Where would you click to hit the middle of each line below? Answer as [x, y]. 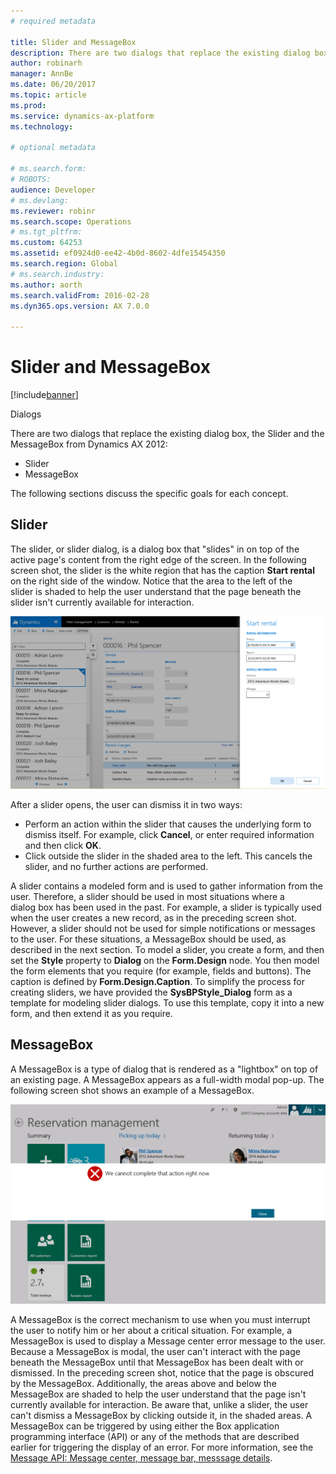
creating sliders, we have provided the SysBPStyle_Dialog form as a [151, 992]
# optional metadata [53, 148]
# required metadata [53, 21]
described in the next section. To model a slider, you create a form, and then [167, 949]
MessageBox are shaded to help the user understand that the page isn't [158, 1394]
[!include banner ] [44, 395]
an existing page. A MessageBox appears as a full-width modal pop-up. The [167, 1079]
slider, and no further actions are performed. [116, 866]
